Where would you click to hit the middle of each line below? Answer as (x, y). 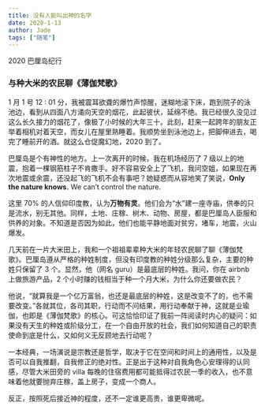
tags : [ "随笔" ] (32, 37)
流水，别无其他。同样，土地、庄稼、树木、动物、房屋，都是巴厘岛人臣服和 (136, 213)
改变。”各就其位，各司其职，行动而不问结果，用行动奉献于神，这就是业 (129, 305)
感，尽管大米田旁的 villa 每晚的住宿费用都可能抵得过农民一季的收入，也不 (127, 371)
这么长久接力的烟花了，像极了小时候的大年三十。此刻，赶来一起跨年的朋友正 (132, 121)
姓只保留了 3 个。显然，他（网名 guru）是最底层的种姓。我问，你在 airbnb (129, 269)
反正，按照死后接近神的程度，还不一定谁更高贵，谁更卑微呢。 (108, 398)
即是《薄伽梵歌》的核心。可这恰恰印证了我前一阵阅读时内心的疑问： (139, 315)
